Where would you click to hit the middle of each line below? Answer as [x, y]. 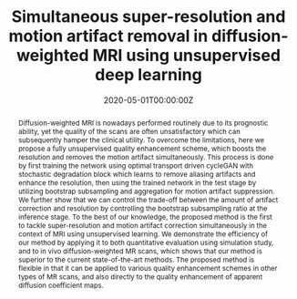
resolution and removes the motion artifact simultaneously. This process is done [146, 157]
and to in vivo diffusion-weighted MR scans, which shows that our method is [140, 251]
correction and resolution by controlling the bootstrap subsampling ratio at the [143, 208]
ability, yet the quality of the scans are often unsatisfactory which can [129, 131]
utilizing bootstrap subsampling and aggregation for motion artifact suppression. [146, 191]
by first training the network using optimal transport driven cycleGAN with [135, 165]
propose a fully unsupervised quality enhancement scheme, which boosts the [142, 148]
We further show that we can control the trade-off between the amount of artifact [148, 199]
